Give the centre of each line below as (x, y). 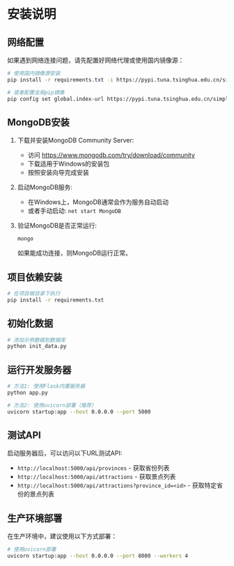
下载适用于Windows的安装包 (69, 164)
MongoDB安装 (38, 122)
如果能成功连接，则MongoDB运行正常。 (75, 253)
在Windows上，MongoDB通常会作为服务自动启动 (98, 202)
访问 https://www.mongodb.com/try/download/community (111, 155)
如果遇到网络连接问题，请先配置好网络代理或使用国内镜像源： (96, 60)
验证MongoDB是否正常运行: (57, 226)
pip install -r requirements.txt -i (60, 80)
